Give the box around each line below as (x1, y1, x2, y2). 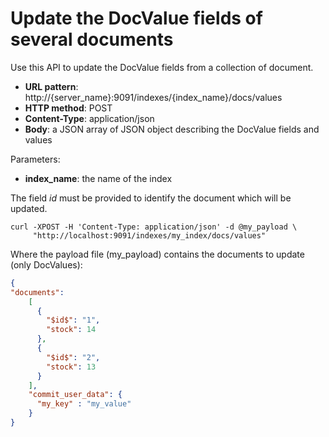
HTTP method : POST (24, 102, 113, 114)
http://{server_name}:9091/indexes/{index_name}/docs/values (24, 91, 283, 103)
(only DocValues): (10, 258, 83, 271)
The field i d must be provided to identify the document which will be (10, 192, 292, 204)
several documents (10, 28, 174, 51)
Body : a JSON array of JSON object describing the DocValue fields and (24, 123, 320, 135)
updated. (10, 202, 48, 214)
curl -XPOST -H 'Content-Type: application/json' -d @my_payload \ (10, 222, 298, 232)
